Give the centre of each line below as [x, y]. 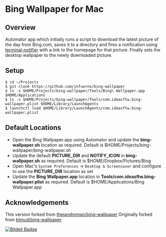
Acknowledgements [37, 203]
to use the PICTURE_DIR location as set [53, 171]
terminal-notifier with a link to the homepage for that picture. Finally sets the [83, 50]
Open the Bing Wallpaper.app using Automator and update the [76, 139]
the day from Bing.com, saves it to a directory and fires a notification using [81, 45]
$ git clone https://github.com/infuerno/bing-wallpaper [65, 86]
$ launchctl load [23, 108]
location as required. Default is [72, 145]
